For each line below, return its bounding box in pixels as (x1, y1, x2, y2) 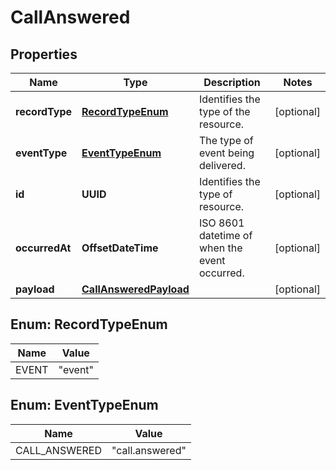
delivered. (198, 159, 246, 172)
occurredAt (15, 241, 72, 255)
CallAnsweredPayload (81, 282, 190, 296)
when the (198, 241, 243, 255)
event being (198, 146, 255, 160)
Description (203, 76, 261, 89)
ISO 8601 (198, 216, 245, 230)
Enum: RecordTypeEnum (10, 316, 168, 333)
